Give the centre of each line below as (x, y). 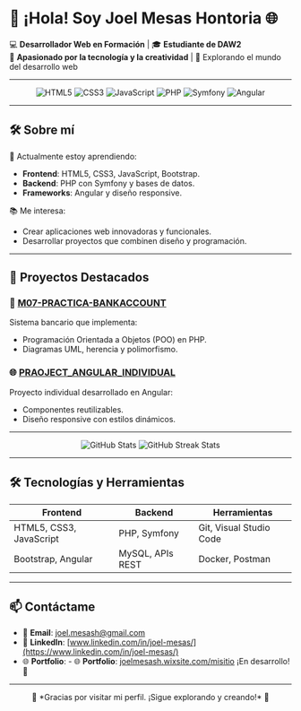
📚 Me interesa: (38, 211)
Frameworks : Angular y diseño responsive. (102, 193)
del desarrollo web (44, 66)
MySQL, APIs (146, 553)
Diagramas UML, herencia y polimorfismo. (100, 350)
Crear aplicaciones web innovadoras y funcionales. (117, 231)
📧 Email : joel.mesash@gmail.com (84, 633)
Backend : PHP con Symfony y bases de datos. (108, 183)
